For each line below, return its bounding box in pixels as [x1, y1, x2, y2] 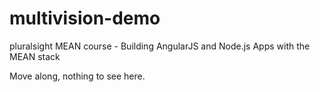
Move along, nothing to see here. [9, 70, 146, 82]
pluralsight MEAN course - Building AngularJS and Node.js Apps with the [9, 40, 311, 52]
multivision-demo [9, 7, 161, 30]
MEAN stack [9, 50, 61, 62]
